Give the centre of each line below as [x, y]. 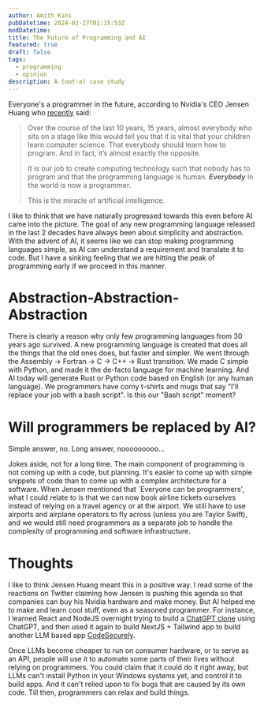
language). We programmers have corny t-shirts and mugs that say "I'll [123, 387]
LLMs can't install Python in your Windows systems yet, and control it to [125, 676]
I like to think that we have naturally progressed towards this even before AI [130, 216]
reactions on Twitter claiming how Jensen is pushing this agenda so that [125, 594]
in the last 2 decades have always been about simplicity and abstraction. [126, 232]
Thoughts [41, 563]
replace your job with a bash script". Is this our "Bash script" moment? [122, 395]
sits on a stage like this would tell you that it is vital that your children [139, 136]
